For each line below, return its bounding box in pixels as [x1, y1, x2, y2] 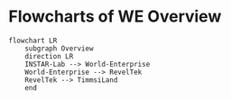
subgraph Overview [24, 43, 94, 53]
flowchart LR [8, 36, 58, 45]
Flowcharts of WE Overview [8, 6, 222, 27]
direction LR [24, 51, 74, 60]
